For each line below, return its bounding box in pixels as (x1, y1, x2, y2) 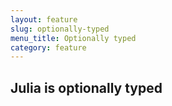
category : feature (10, 42, 87, 53)
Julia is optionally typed (10, 79, 163, 96)
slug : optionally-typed (10, 24, 110, 34)
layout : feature (10, 14, 78, 25)
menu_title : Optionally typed (10, 33, 137, 43)
